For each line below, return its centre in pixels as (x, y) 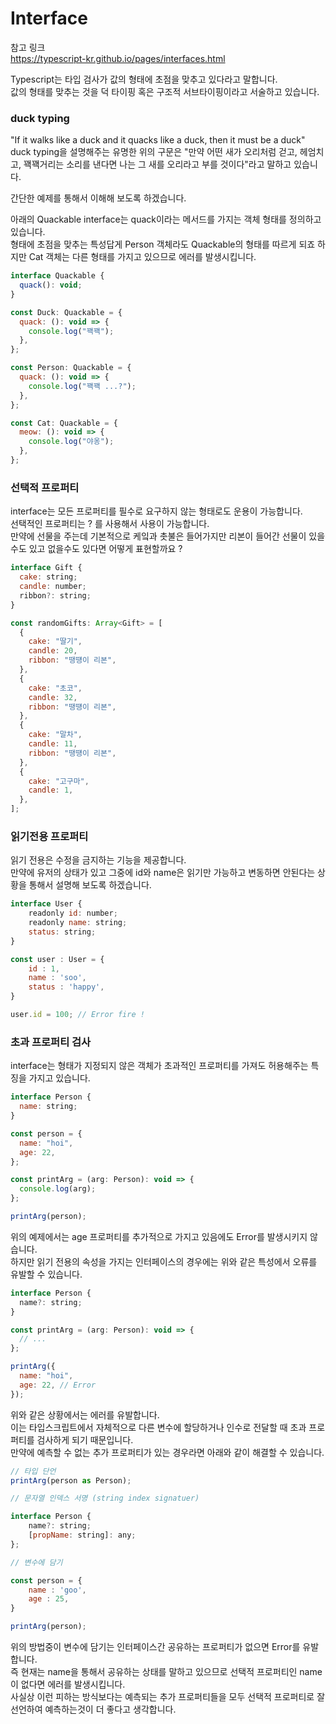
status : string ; (62, 932)
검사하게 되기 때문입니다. (85, 1439)
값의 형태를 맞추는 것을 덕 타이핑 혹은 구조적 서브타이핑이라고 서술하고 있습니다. (165, 91)
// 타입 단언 (33, 1471)
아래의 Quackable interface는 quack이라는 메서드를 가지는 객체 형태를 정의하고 (166, 219)
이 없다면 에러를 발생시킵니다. (68, 1684)
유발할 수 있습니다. (46, 1274)
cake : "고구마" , (59, 781)
